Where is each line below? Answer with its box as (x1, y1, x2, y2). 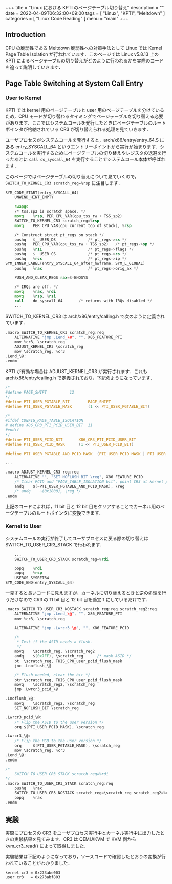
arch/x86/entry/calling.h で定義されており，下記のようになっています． (5, 375, 155, 381)
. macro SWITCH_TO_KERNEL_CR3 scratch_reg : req (5, 330, 104, 335)
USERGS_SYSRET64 (14, 575, 50, 581)
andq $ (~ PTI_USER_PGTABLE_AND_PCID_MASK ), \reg (14, 484, 125, 489)
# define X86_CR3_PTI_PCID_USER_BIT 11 (5, 423, 93, 428)
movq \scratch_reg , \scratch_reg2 (14, 649, 95, 654)
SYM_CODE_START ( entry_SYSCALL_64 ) (5, 190, 79, 195)
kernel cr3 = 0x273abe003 (5, 870, 60, 875)
